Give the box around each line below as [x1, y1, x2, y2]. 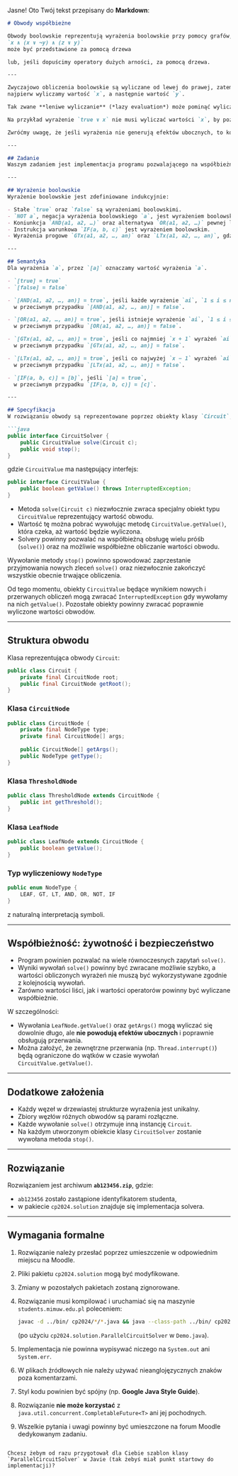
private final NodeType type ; [20, 726, 110, 733]
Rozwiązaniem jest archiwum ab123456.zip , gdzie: [7, 1181, 154, 1189]
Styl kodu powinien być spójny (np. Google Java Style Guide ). [17, 1387, 200, 1395]
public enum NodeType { [7, 884, 78, 891]
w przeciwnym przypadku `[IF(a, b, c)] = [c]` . [13, 381, 157, 388]
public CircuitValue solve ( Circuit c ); [20, 439, 138, 446]
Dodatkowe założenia [7, 1086, 105, 1098]
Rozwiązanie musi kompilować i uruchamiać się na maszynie [17, 1297, 195, 1305]
